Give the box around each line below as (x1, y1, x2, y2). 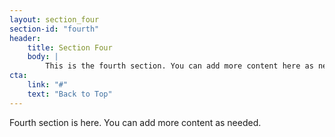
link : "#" (27, 80, 69, 90)
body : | (27, 52, 59, 62)
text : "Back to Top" (27, 89, 113, 99)
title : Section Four (27, 42, 113, 53)
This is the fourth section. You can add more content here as (45, 61, 314, 71)
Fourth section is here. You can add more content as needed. (9, 116, 262, 128)
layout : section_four (9, 14, 100, 25)
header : (9, 33, 42, 43)
